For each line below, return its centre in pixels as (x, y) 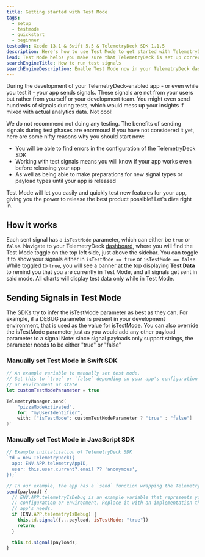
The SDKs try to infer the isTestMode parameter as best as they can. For (97, 312)
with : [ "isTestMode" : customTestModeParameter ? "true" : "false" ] (105, 419)
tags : (13, 18)
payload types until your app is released (66, 181)
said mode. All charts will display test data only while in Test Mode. (90, 279)
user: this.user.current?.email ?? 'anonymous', (75, 469)
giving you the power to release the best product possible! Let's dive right (99, 199)
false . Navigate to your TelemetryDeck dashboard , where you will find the (100, 246)
